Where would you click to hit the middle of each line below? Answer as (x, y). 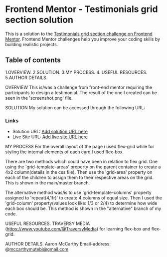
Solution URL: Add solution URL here (50, 132)
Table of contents (33, 60)
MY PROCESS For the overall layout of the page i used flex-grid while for (80, 147)
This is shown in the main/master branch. (48, 183)
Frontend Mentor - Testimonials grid (82, 9)
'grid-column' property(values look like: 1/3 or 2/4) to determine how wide (81, 203)
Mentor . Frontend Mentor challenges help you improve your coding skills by (83, 39)
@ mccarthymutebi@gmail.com (37, 249)
